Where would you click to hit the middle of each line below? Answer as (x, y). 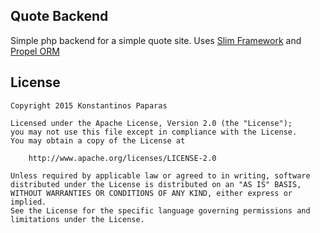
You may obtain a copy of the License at (98, 140)
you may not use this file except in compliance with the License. (154, 132)
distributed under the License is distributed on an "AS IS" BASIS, (156, 184)
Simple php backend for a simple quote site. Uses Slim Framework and (156, 40)
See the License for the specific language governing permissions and (160, 210)
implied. (28, 202)
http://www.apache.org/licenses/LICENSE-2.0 (122, 158)
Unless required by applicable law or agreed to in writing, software (160, 175)
